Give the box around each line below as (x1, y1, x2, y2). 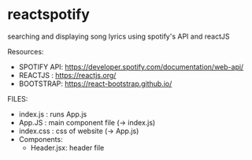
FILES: (7, 94, 28, 103)
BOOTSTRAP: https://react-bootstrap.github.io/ (18, 79, 172, 88)
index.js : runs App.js (18, 109, 87, 119)
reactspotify (7, 6, 90, 24)
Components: (18, 134, 64, 143)
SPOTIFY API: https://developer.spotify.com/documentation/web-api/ (18, 61, 244, 72)
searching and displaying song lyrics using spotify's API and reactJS (7, 32, 230, 41)
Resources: (7, 47, 44, 56)
